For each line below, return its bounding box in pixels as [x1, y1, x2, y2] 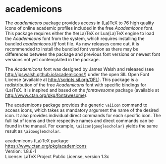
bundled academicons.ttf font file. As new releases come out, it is [5, 41, 140, 46]
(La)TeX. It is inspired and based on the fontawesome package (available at [5, 87, 160, 93]
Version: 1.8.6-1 [5, 148, 37, 154]
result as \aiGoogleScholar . [5, 128, 61, 134]
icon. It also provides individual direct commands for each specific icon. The [5, 112, 161, 118]
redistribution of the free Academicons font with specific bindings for [5, 82, 147, 87]
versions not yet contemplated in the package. [5, 56, 100, 62]
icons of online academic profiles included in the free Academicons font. [5, 25, 154, 31]
